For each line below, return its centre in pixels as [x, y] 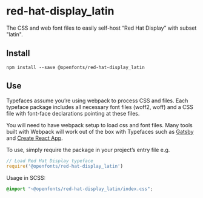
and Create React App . [35, 138]
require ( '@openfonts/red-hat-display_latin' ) [65, 167]
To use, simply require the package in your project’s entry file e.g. [88, 150]
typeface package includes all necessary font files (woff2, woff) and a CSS [100, 107]
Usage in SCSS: [26, 178]
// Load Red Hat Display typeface [50, 161]
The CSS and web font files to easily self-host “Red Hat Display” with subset [101, 28]
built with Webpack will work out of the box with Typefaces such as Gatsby [100, 131]
